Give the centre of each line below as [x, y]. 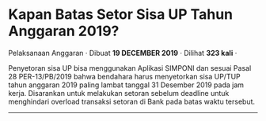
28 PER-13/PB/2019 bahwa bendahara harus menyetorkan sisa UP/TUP [125, 76]
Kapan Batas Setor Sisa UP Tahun [121, 15]
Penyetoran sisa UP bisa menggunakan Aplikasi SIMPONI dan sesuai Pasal [130, 68]
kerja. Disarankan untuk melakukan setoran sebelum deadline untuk [119, 93]
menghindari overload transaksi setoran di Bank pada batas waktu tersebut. [132, 101]
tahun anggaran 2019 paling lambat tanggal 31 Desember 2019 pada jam [126, 85]
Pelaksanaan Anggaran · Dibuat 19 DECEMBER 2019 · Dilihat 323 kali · [123, 53]
